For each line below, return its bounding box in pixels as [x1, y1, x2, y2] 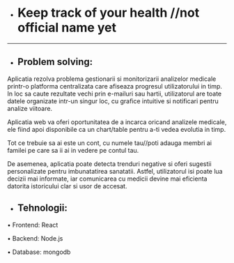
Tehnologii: [17, 202, 68, 214]
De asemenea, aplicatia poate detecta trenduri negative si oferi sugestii [7, 159, 212, 168]
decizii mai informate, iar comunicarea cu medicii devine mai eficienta [7, 174, 208, 183]
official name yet [17, 20, 117, 36]
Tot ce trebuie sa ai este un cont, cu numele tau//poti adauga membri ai [7, 138, 212, 147]
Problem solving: [17, 56, 93, 68]
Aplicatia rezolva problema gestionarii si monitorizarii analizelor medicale [7, 75, 217, 83]
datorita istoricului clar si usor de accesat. [7, 181, 127, 190]
